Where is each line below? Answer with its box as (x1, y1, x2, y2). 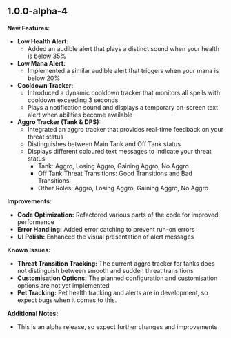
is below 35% (27, 52, 67, 60)
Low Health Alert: (17, 37, 69, 46)
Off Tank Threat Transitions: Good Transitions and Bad (37, 169, 193, 177)
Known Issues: (7, 246, 51, 254)
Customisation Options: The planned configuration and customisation (17, 274, 218, 282)
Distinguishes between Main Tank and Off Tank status (27, 139, 181, 148)
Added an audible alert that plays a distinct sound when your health (27, 44, 220, 52)
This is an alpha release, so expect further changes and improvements (17, 322, 218, 330)
